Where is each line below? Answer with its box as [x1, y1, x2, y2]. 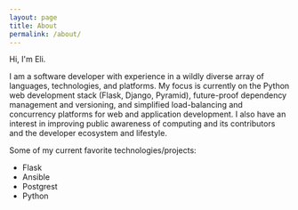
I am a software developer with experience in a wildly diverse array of [9, 71, 265, 82]
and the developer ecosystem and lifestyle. [9, 128, 167, 139]
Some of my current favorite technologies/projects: [9, 145, 197, 156]
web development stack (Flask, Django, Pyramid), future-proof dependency [9, 90, 287, 101]
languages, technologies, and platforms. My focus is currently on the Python [9, 81, 290, 92]
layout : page [9, 12, 58, 22]
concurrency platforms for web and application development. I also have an [9, 109, 286, 120]
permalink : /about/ [9, 29, 82, 38]
